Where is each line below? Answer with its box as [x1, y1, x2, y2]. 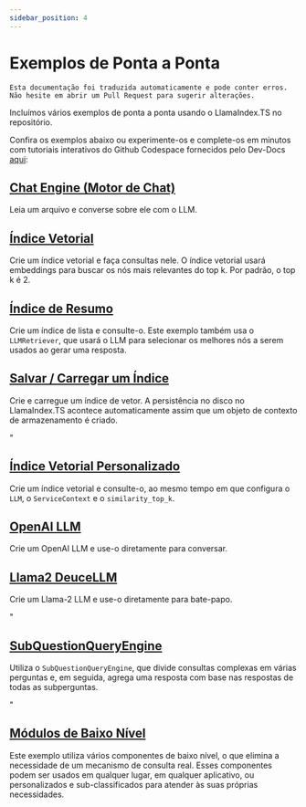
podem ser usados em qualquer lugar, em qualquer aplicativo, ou [9, 769, 255, 781]
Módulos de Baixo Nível [9, 726, 146, 741]
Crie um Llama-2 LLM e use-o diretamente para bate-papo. [9, 594, 233, 605]
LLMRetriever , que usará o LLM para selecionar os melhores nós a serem [9, 335, 284, 345]
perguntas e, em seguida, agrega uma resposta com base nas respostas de [9, 672, 294, 683]
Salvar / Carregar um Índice [9, 371, 170, 386]
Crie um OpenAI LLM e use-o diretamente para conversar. [9, 543, 228, 554]
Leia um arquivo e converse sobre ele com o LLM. [9, 204, 198, 215]
